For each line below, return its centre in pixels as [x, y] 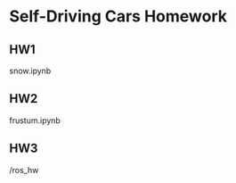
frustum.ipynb [35, 120]
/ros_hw [24, 170]
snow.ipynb [30, 71]
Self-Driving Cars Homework [118, 17]
